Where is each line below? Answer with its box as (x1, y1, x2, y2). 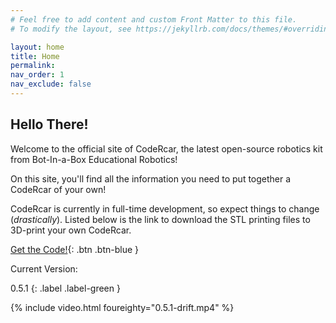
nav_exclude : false (10, 79, 92, 90)
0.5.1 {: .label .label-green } (10, 282, 121, 294)
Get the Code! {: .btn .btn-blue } (10, 243, 140, 255)
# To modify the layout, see (10, 24, 132, 34)
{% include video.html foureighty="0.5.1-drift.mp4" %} (10, 301, 235, 313)
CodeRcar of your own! (10, 183, 107, 195)
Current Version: (10, 262, 78, 275)
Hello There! (10, 116, 89, 133)
